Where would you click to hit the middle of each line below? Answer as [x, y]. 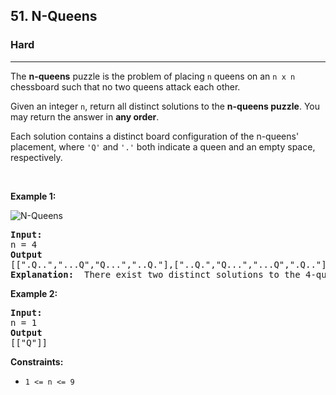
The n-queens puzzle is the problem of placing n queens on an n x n [153, 76]
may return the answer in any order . [85, 116]
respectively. [36, 157]
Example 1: [33, 196]
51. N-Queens [54, 16]
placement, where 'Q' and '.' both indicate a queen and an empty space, [163, 146]
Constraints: [37, 361]
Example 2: [34, 293]
